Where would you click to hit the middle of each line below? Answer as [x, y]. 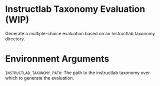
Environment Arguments [57, 59]
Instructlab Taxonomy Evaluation [75, 9]
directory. [15, 39]
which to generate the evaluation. [39, 78]
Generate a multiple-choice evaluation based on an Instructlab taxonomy [80, 33]
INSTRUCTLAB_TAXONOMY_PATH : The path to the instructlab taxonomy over [77, 73]
